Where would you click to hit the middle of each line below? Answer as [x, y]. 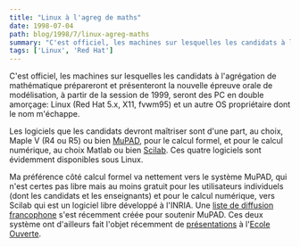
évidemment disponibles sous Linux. [76, 160]
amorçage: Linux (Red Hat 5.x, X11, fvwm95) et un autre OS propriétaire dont [150, 104]
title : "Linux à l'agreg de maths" [75, 17]
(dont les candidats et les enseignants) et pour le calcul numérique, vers [142, 196]
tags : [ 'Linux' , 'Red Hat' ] [62, 51]
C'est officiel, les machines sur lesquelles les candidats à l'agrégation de [143, 76]
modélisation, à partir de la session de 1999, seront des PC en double [137, 95]
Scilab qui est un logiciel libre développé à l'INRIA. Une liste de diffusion [142, 205]
